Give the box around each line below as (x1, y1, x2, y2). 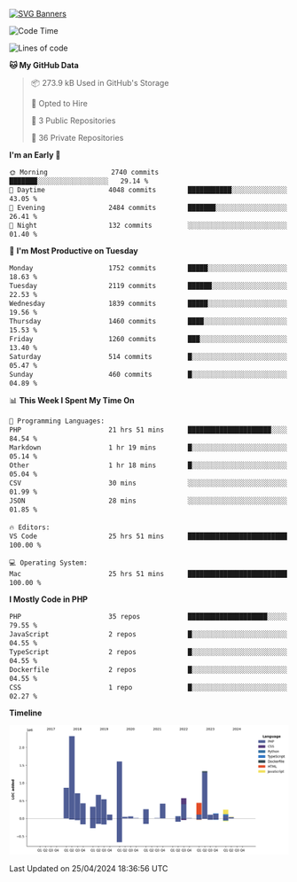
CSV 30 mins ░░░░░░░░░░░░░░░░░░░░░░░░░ (9, 479, 288, 488)
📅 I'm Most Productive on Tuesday (9, 246, 139, 256)
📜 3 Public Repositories (30, 115, 116, 126)
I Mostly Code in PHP (9, 594, 89, 605)
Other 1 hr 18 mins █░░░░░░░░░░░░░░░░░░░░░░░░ (9, 461, 288, 470)
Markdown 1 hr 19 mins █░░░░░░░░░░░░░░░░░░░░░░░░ (9, 443, 288, 452)
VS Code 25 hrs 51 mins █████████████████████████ (9, 532, 288, 541)
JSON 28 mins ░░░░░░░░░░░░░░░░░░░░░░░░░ (9, 496, 288, 505)
